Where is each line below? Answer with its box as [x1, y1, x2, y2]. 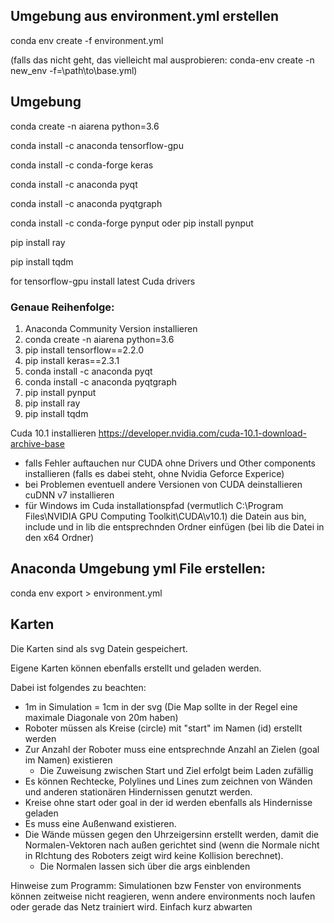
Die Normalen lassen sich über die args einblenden [39, 860, 251, 872]
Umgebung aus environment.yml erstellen [10, 8, 280, 25]
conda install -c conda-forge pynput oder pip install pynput [10, 217, 254, 229]
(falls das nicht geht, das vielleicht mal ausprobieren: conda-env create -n [10, 54, 315, 66]
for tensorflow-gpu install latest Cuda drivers [10, 275, 196, 287]
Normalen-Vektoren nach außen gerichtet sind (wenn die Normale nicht [24, 839, 320, 851]
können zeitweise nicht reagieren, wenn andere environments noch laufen [10, 890, 316, 902]
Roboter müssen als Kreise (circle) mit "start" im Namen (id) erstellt [24, 722, 303, 734]
